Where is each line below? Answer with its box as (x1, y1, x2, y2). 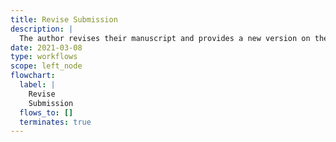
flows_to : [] (19, 107, 74, 118)
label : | (19, 80, 56, 90)
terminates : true (19, 117, 92, 127)
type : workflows (10, 52, 78, 62)
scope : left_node (10, 61, 83, 71)
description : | (10, 24, 74, 34)
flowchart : (10, 71, 56, 81)
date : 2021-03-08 (10, 42, 83, 53)
